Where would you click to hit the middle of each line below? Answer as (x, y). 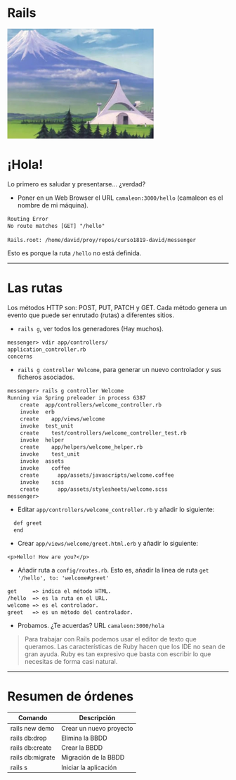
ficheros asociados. (46, 377)
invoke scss (42, 482)
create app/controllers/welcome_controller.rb (91, 405)
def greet (28, 523)
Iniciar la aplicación (89, 767)
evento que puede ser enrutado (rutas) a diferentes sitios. (91, 315)
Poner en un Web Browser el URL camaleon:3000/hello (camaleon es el (120, 198)
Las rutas (35, 288)
